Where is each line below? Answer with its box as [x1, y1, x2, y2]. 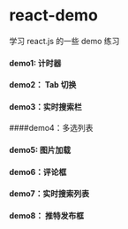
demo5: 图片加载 [9, 144, 72, 155]
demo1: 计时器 [9, 57, 62, 68]
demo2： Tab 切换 [9, 80, 77, 90]
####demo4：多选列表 [9, 123, 94, 134]
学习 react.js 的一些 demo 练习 [9, 35, 120, 46]
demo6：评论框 [9, 166, 67, 177]
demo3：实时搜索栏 [9, 101, 82, 111]
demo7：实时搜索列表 [9, 188, 90, 199]
